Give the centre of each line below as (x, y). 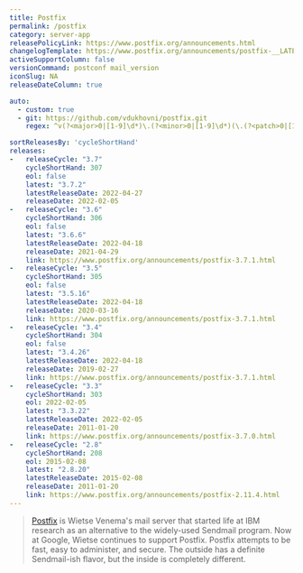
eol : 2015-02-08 (56, 461)
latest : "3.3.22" (58, 411)
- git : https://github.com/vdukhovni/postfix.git (112, 118)
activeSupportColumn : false (62, 60)
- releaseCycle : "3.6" (56, 210)
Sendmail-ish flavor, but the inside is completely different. (138, 559)
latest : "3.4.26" (58, 353)
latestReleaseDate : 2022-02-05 (84, 420)
